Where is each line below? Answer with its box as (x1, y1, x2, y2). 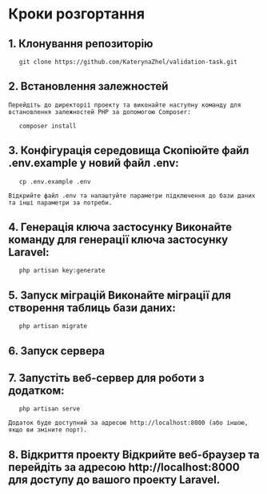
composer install (18, 122, 78, 130)
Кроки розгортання (8, 5, 145, 23)
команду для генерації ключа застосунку (8, 233, 229, 247)
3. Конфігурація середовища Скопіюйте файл (8, 144, 249, 157)
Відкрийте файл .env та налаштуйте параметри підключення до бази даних (8, 192, 256, 200)
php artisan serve (18, 405, 81, 413)
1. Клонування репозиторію (8, 37, 153, 51)
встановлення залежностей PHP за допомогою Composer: (8, 107, 192, 116)
